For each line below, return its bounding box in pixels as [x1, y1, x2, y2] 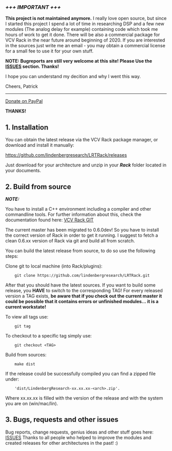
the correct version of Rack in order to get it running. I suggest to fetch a [5, 232, 158, 238]
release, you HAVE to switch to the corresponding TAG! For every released [5, 287, 163, 293]
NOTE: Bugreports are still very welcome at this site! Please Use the [5, 58, 153, 64]
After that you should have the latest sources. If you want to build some [5, 281, 156, 288]
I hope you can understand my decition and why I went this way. [5, 73, 141, 80]
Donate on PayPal [5, 98, 43, 104]
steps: [5, 253, 18, 259]
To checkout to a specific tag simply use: [5, 332, 92, 339]
